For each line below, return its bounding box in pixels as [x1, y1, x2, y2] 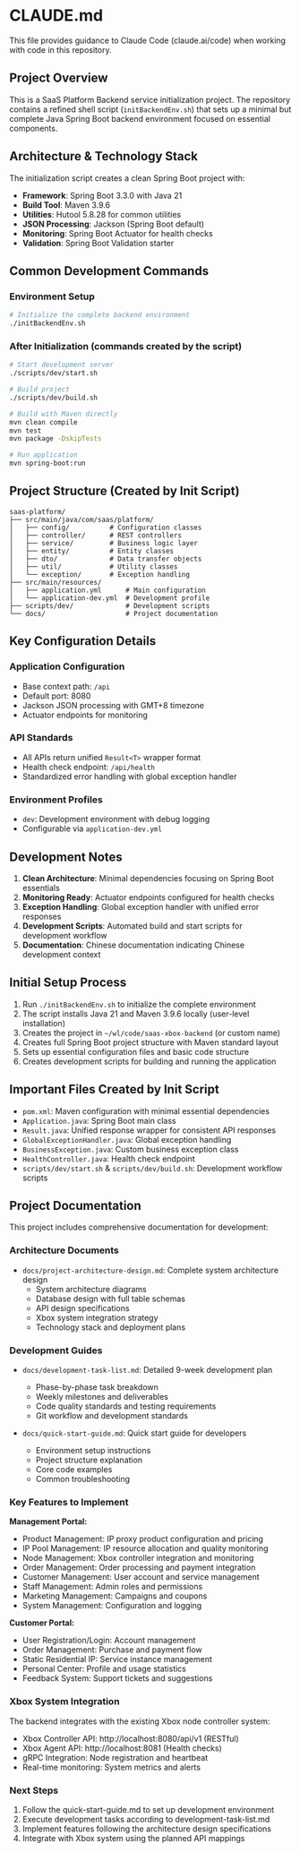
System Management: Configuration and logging [21, 1600, 202, 1611]
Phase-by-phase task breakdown [35, 1381, 159, 1393]
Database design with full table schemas [35, 1293, 186, 1304]
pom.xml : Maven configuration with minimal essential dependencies [21, 1105, 270, 1116]
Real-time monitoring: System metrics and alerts [21, 1762, 201, 1772]
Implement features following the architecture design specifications [21, 1823, 271, 1834]
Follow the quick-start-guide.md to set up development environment [21, 1804, 275, 1814]
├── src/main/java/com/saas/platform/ [9, 515, 154, 524]
